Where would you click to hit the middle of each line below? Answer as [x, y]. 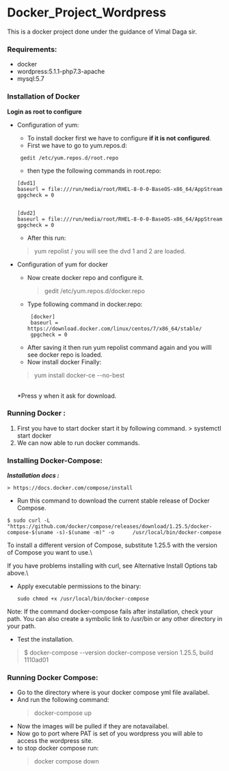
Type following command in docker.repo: [85, 304]
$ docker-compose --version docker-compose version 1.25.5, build [119, 653]
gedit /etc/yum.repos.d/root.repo [69, 158]
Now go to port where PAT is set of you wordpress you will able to [110, 733]
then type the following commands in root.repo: [94, 170]
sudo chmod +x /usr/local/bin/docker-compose [83, 599]
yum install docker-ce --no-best [79, 375]
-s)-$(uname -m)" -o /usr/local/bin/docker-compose [139, 533]
